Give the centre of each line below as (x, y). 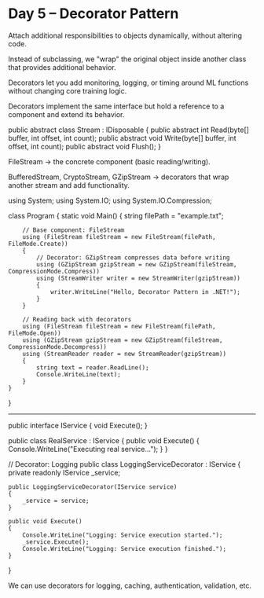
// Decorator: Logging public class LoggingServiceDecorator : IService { (125, 464)
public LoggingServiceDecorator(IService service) (93, 487)
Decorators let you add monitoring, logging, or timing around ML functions (128, 83)
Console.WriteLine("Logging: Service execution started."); (123, 535)
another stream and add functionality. (69, 185)
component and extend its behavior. (66, 114)
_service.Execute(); (56, 542)
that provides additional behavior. (62, 67)
